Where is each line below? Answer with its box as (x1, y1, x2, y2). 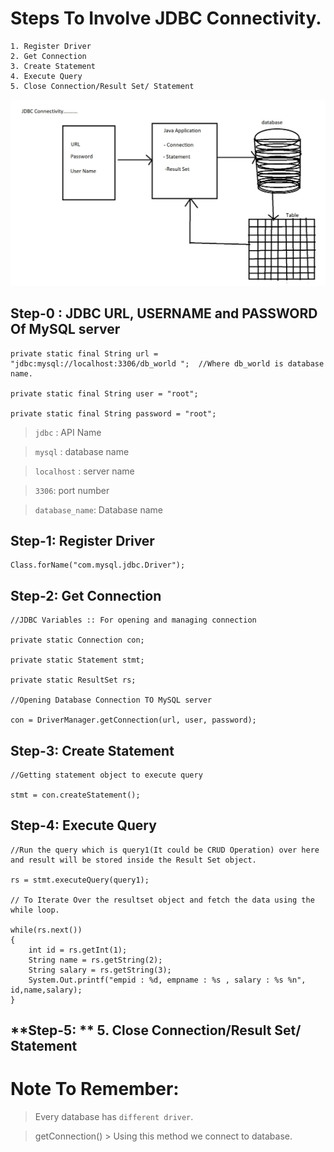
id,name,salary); (10, 985, 83, 995)
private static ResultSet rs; (10, 675, 137, 686)
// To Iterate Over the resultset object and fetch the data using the (10, 895, 315, 905)
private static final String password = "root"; (10, 408, 217, 419)
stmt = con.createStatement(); (10, 790, 141, 800)
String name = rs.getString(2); (28, 955, 163, 965)
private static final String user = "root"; (10, 388, 199, 399)
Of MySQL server (10, 321, 121, 338)
